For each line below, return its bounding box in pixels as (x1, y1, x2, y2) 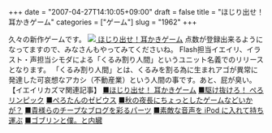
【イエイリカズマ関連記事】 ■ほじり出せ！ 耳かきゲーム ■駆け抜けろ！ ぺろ (8, 85, 264, 95)
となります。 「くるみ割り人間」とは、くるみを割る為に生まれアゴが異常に (8, 65, 258, 75)
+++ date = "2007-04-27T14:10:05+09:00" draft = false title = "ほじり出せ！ (8, 7, 265, 16)
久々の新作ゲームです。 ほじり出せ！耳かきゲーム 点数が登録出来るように (8, 35, 264, 44)
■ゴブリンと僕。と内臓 (24, 116, 103, 125)
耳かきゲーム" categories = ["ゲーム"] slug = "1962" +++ (8, 17, 197, 27)
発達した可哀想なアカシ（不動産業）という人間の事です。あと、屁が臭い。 (8, 75, 257, 84)
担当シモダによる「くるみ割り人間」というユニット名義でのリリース (36, 55, 264, 64)
